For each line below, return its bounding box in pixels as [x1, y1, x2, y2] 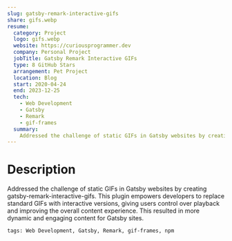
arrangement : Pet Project [13, 68, 88, 75]
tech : [13, 94, 30, 101]
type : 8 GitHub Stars [13, 61, 76, 68]
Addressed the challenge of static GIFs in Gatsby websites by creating [7, 184, 207, 193]
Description [7, 162, 76, 177]
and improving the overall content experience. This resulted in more [7, 206, 200, 215]
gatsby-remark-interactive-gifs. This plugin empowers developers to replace [7, 192, 225, 200]
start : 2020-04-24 [13, 81, 67, 88]
